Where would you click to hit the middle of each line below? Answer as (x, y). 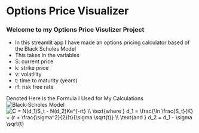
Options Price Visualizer (68, 11)
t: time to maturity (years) (46, 81)
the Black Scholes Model (45, 49)
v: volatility (28, 74)
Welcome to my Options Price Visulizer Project (75, 30)
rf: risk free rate (34, 87)
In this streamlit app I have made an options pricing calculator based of (102, 42)
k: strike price (32, 68)
